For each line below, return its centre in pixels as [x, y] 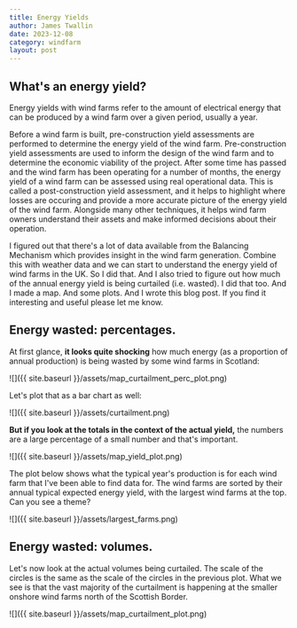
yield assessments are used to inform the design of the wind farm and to [142, 153]
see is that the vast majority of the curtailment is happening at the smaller [143, 587]
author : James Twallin [51, 26]
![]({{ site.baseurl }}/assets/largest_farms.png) [94, 519]
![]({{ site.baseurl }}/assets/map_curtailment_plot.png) [108, 614]
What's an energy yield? [78, 86]
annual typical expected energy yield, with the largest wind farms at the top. [148, 492]
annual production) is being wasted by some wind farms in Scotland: [134, 361]
